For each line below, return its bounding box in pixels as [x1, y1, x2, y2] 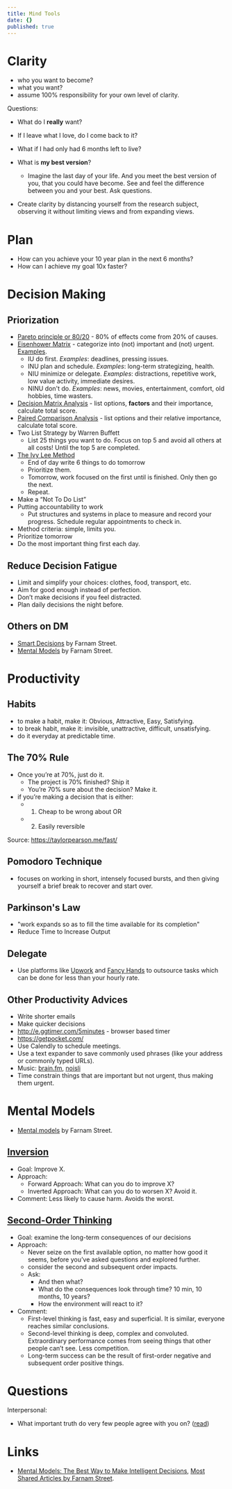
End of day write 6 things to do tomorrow [27, 459, 146, 467]
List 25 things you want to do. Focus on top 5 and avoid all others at [27, 436, 222, 445]
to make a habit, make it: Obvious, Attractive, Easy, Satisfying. [17, 717, 194, 725]
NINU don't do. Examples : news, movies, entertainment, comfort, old [27, 384, 225, 393]
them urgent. [17, 1078, 54, 1087]
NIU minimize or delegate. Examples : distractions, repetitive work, [27, 369, 217, 378]
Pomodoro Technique [7, 856, 103, 868]
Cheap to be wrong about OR [38, 807, 122, 815]
